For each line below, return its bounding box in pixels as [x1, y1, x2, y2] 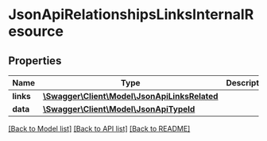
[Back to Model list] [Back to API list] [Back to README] [8, 124, 191, 133]
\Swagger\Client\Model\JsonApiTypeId [42, 104, 195, 114]
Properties [8, 54, 62, 67]
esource [8, 22, 64, 40]
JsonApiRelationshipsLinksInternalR [8, 6, 254, 24]
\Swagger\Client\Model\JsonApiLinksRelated [42, 91, 219, 101]
